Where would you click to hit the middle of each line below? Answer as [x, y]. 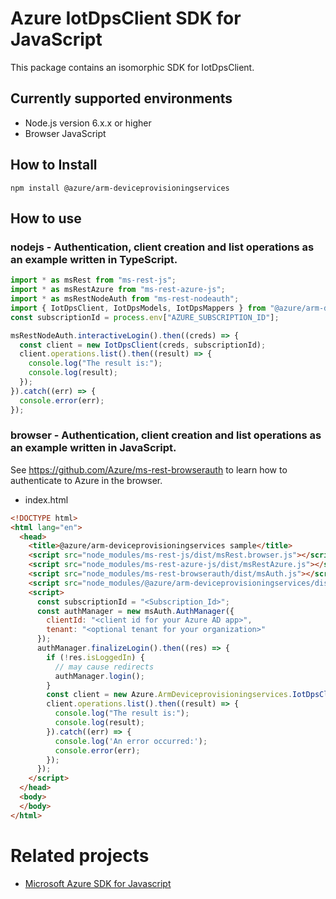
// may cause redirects [104, 667]
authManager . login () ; [99, 676]
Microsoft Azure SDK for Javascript [98, 883]
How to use [46, 218]
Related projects [80, 855]
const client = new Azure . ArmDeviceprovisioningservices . [169, 695]
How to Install [54, 165]
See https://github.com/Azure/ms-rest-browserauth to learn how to [149, 469]
